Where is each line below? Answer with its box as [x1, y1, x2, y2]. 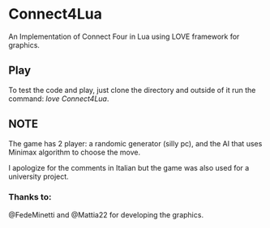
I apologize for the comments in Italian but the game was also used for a [8, 163, 250, 172]
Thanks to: [8, 192, 52, 203]
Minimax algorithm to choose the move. [8, 147, 140, 157]
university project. [8, 171, 69, 181]
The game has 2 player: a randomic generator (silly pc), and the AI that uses [8, 138, 263, 148]
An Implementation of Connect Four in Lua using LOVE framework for [8, 32, 240, 41]
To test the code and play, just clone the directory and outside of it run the [8, 85, 256, 95]
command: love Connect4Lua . [8, 94, 109, 103]
